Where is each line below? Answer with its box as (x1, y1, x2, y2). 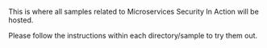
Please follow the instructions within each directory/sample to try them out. (8, 31, 258, 40)
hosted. (8, 15, 34, 25)
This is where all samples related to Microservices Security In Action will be (8, 7, 260, 16)
